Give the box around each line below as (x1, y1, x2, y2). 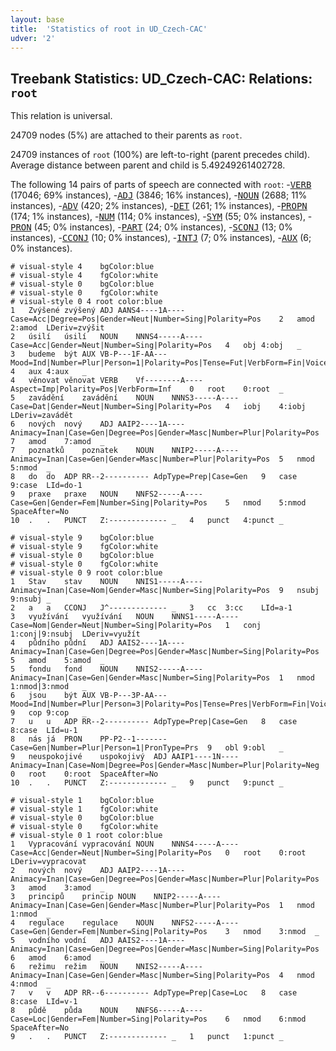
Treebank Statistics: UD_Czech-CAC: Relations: (10, 70, 313, 87)
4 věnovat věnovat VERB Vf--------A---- (10, 376, 203, 386)
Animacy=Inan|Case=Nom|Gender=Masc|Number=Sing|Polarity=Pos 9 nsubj (10, 586, 320, 596)
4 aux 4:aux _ (10, 367, 87, 377)
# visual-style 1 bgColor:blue (10, 796, 155, 806)
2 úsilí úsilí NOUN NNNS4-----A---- (10, 332, 203, 342)
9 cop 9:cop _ (10, 708, 87, 718)
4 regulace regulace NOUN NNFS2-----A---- (10, 918, 240, 928)
